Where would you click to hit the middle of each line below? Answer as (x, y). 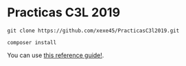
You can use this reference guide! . (56, 55)
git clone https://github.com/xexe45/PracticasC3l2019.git (93, 31)
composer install (32, 42)
